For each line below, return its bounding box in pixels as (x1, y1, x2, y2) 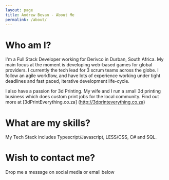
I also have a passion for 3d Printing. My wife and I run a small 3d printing (5, 88, 161, 94)
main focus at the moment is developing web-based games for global (5, 62, 153, 68)
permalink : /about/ (5, 17, 47, 22)
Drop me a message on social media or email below (5, 169, 115, 175)
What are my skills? (5, 117, 91, 129)
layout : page (5, 7, 33, 13)
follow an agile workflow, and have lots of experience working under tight (5, 73, 161, 79)
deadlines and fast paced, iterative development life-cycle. (5, 78, 130, 84)
